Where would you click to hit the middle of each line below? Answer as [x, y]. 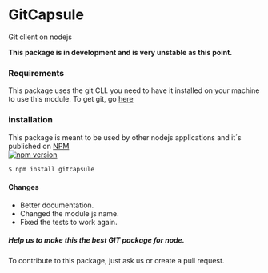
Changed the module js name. [69, 213]
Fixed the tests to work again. [68, 222]
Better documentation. [57, 205]
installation [31, 120]
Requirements [36, 73]
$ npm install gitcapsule [51, 169]
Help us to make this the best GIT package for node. [97, 240]
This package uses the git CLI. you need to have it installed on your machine [134, 90]
